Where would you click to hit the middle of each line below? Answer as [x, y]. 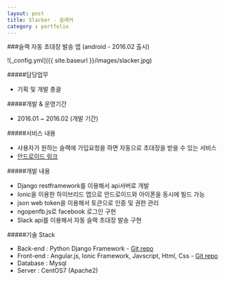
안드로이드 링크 [37, 156]
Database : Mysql [42, 263]
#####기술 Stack [31, 235]
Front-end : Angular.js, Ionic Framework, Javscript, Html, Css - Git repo [117, 256]
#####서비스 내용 [32, 133]
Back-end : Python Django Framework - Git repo [85, 249]
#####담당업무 [28, 75]
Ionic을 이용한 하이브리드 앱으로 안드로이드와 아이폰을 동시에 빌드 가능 [111, 194]
